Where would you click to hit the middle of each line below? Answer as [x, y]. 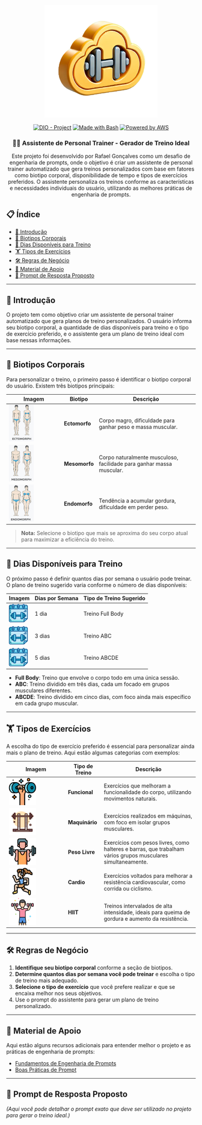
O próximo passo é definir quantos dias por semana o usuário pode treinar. [99, 578]
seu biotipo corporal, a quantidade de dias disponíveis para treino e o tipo [98, 327]
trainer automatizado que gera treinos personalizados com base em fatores [101, 169]
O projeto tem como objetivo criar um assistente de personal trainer [90, 315]
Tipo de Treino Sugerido [114, 598]
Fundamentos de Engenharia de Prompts [66, 1064]
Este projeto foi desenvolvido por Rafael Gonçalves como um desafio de [101, 156]
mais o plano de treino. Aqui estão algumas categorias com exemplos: [93, 753]
